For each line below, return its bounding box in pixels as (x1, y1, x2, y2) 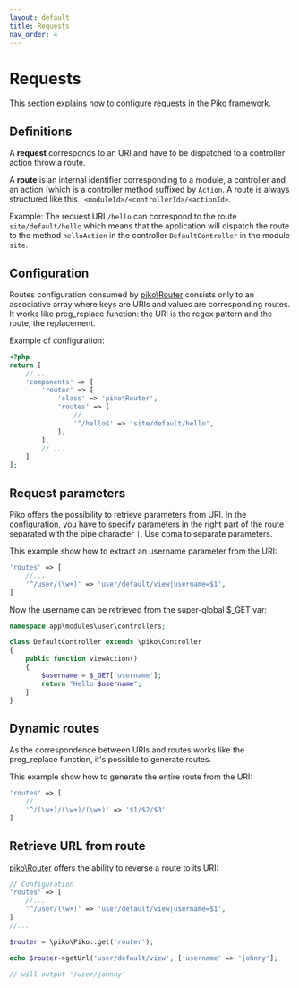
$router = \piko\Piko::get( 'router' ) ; (9, 937, 154, 946)
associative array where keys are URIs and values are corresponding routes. (9, 298, 291, 309)
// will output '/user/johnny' (9, 969, 126, 979)
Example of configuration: (9, 335, 105, 346)
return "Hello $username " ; (41, 679, 142, 688)
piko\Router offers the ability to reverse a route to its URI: (9, 862, 219, 873)
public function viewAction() (25, 655, 139, 664)
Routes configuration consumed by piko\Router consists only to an (9, 288, 255, 300)
